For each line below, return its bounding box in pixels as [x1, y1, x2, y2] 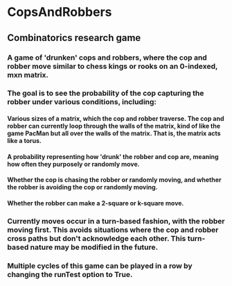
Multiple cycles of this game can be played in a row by [7, 261, 193, 271]
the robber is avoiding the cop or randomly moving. [7, 183, 158, 192]
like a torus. [7, 137, 42, 145]
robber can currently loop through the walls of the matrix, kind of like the [7, 122, 221, 131]
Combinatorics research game [7, 32, 141, 44]
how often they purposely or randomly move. [7, 160, 140, 168]
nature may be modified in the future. [30, 242, 158, 252]
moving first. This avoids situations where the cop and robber [7, 225, 219, 235]
